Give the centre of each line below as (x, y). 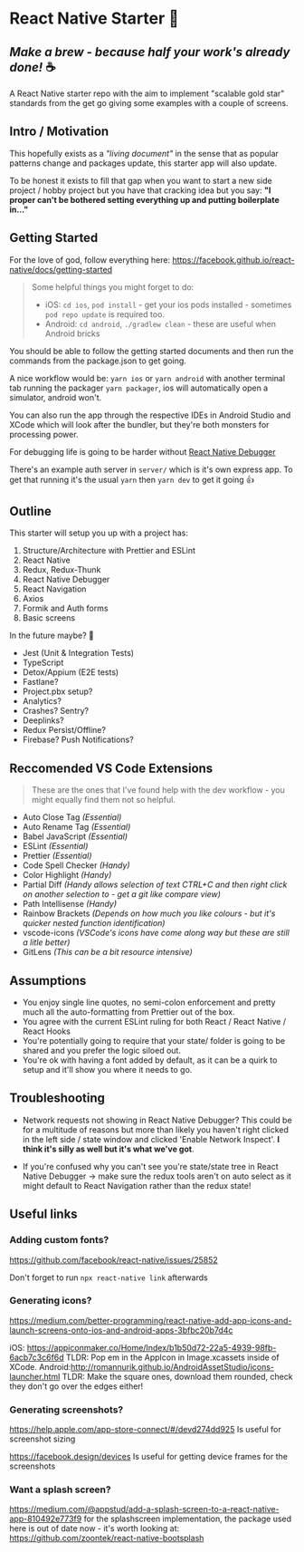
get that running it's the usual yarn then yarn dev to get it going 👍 (132, 479)
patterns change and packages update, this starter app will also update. (143, 163)
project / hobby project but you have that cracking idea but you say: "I (140, 190)
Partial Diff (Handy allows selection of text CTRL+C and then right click (155, 885)
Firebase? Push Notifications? (78, 740)
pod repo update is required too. (105, 314)
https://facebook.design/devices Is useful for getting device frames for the (148, 1457)
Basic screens (48, 618)
